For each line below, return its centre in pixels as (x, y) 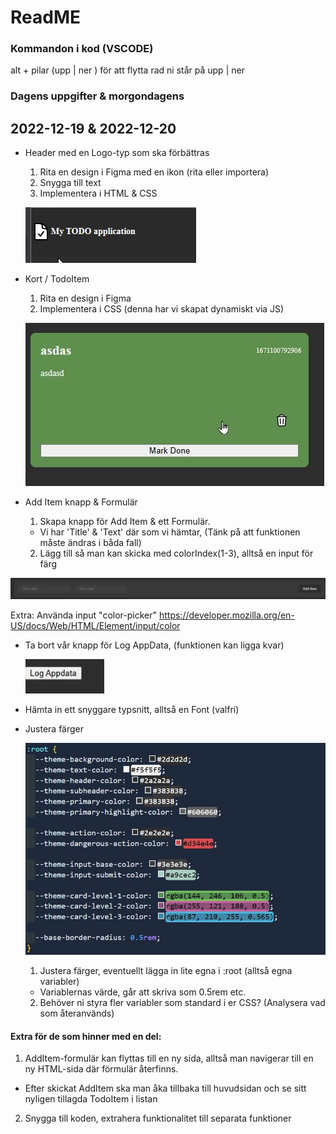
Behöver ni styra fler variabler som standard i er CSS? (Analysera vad (182, 1003)
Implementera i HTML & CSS (98, 193)
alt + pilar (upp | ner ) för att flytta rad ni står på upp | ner (127, 70)
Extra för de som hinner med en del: (86, 1036)
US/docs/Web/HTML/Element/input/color (95, 625)
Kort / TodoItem (57, 279)
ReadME (45, 17)
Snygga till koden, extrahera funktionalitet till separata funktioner (158, 1118)
